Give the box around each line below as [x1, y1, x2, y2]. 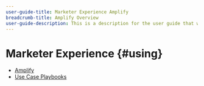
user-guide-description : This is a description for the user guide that [5, 20, 194, 26]
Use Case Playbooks [14, 73, 67, 81]
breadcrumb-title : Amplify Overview [5, 15, 99, 21]
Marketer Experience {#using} [5, 46, 163, 60]
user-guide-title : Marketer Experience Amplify [5, 9, 129, 15]
